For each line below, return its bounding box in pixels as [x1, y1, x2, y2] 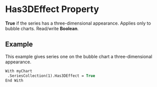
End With [5, 78, 24, 83]
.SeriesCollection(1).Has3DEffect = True [7, 73, 95, 78]
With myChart [5, 68, 33, 73]
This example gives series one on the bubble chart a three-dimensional [5, 53, 152, 59]
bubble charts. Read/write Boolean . [5, 25, 79, 31]
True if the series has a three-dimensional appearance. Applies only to [5, 20, 151, 26]
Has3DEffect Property [5, 4, 99, 15]
